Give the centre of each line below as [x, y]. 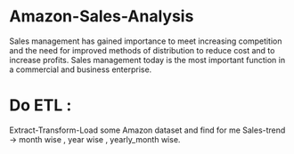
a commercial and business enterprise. [81, 69]
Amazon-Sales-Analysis [102, 16]
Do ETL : [41, 105]
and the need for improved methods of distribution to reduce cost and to [142, 50]
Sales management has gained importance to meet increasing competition [146, 41]
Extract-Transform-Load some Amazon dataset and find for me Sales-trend [147, 130]
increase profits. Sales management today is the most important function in [147, 60]
